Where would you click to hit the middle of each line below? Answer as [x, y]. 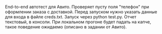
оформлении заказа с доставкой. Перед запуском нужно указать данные [81, 12]
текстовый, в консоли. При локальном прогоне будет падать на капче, [78, 22]
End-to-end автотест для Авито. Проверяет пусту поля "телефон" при [77, 7]
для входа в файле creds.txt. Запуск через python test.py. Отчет [71, 17]
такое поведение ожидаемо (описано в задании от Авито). [66, 27]
